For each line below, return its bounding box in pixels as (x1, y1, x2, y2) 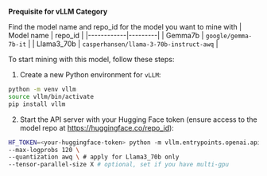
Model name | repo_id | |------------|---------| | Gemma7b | (8, 31, 204, 40)
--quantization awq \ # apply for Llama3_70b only (8, 153, 180, 162)
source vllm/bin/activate (8, 92, 94, 100)
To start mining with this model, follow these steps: (8, 55, 175, 64)
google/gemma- (205, 32, 253, 40)
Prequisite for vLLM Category (8, 7, 108, 16)
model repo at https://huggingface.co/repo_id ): (19, 123, 175, 132)
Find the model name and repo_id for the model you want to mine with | (8, 22, 242, 31)
